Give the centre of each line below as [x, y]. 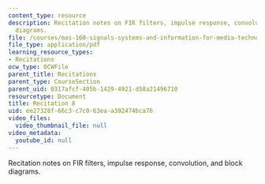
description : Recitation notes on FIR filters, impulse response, [119, 23]
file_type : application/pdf [54, 45]
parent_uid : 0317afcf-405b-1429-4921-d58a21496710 [93, 89]
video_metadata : [35, 133]
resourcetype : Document [47, 96]
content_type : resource [47, 15]
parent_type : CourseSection [54, 81]
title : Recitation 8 [42, 103]
